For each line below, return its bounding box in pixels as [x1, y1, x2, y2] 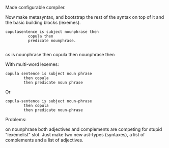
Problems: [5, 117, 27, 122]
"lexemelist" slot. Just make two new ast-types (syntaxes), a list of [5, 132, 145, 137]
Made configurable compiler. [5, 5, 66, 10]
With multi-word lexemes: [5, 61, 60, 67]
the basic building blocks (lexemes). [5, 20, 81, 25]
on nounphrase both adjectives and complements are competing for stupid [5, 126, 162, 132]
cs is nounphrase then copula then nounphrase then [5, 52, 115, 57]
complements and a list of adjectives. [5, 137, 84, 143]
